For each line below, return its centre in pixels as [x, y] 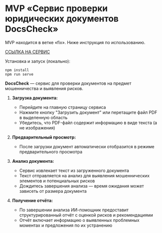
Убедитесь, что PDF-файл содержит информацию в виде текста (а [88, 123]
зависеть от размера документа [53, 191]
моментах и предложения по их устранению [66, 225]
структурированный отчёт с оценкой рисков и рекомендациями [86, 215]
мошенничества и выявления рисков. [44, 88]
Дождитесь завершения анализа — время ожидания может [81, 186]
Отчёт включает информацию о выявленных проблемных [79, 220]
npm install [17, 70]
